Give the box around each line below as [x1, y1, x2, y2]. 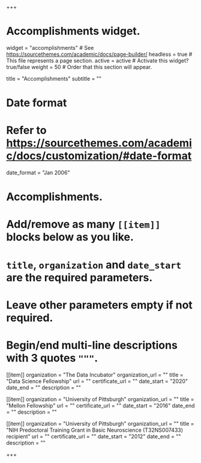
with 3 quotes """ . [6, 351, 98, 364]
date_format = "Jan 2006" [6, 169, 70, 176]
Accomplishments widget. [6, 25, 140, 38]
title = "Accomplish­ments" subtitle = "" [6, 75, 102, 82]
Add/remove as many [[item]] [6, 218, 161, 231]
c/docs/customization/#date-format [6, 149, 192, 163]
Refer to [6, 124, 47, 137]
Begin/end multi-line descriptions [6, 339, 178, 352]
